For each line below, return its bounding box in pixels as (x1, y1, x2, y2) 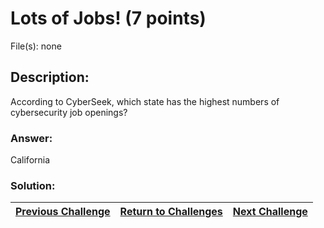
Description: (10, 69, 90, 86)
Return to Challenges (119, 205, 223, 219)
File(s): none (10, 40, 62, 52)
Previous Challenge (15, 205, 111, 219)
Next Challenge (232, 205, 308, 219)
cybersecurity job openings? (10, 106, 128, 118)
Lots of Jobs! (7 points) (10, 7, 207, 30)
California (10, 154, 51, 166)
